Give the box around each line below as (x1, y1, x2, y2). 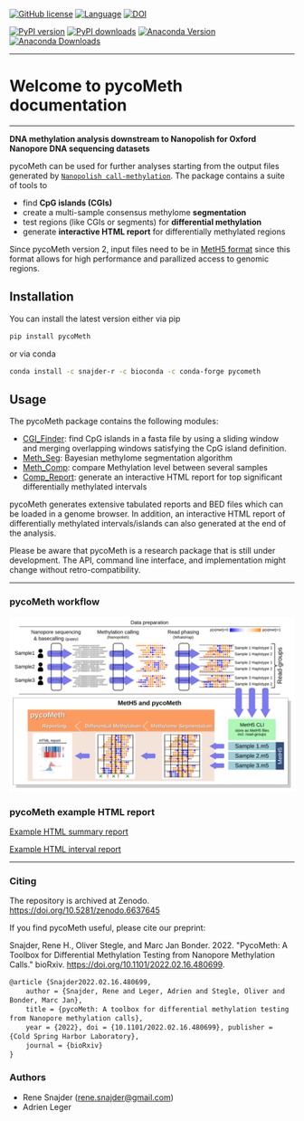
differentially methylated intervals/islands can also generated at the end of (9, 518, 287, 529)
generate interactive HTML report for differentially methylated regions (22, 226, 286, 237)
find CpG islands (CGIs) (22, 197, 113, 208)
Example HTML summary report (9, 826, 128, 837)
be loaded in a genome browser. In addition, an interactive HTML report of (9, 508, 286, 519)
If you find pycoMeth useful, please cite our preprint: (9, 923, 206, 934)
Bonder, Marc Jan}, (9, 996, 83, 1005)
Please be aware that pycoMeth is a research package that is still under (9, 546, 276, 556)
